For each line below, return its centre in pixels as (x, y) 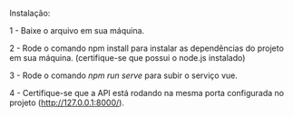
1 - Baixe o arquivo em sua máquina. (77, 30)
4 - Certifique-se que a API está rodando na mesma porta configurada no (146, 93)
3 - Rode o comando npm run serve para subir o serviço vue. (124, 75)
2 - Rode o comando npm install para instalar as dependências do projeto (146, 48)
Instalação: (30, 13)
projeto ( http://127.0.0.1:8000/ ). (67, 102)
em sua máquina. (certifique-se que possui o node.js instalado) (127, 58)
